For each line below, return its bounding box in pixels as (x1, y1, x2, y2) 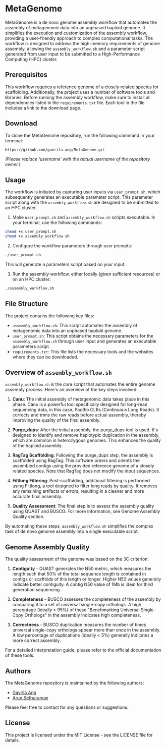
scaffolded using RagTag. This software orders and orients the (12, 458, 140, 463)
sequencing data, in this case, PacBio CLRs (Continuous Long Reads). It (12, 407, 160, 413)
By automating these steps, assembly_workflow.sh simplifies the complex (5, 523, 154, 529)
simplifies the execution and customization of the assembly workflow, (5, 30, 147, 36)
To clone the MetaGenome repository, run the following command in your (5, 132, 155, 138)
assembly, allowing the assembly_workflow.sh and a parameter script (5, 46, 145, 52)
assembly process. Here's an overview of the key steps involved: (5, 387, 138, 393)
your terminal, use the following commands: (12, 220, 103, 226)
